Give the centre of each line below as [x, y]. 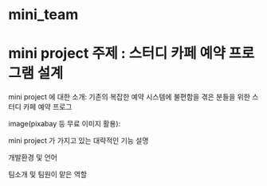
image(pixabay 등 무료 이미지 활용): [65, 124]
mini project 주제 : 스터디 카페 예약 [117, 54]
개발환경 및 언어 [33, 157]
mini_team [43, 15]
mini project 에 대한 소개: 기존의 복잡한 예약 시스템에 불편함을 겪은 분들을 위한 [130, 97]
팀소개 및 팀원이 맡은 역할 [48, 174]
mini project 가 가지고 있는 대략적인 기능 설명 [79, 141]
